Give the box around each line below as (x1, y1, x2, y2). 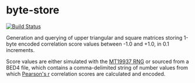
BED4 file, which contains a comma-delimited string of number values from (6, 64, 189, 71)
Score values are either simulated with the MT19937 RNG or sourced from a (6, 58, 189, 65)
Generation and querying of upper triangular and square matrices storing (6, 34, 183, 41)
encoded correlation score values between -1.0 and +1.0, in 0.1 (18, 40, 169, 47)
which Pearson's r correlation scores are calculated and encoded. (6, 70, 166, 77)
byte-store (6, 4, 60, 17)
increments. (6, 46, 35, 53)
